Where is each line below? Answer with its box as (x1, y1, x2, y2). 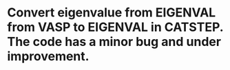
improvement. (7, 49, 90, 65)
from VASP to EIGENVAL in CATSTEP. (7, 19, 224, 35)
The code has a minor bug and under (7, 34, 222, 49)
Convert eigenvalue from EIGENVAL (7, 5, 216, 21)
